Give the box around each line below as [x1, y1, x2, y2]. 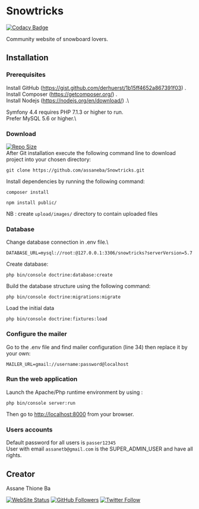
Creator [6, 469, 36, 479]
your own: [6, 350, 31, 357]
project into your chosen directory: [6, 156, 91, 163]
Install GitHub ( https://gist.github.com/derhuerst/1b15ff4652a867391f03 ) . [6, 84, 187, 91]
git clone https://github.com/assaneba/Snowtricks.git [6, 167, 145, 173]
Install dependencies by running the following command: [6, 178, 146, 185]
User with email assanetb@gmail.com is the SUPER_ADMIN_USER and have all [6, 445, 193, 452]
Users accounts [6, 425, 53, 433]
